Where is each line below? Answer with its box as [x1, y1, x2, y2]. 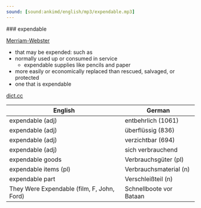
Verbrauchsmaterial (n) [124, 165, 190, 173]
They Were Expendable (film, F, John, [9, 184, 115, 192]
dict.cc [6, 92, 23, 99]
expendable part [9, 174, 56, 183]
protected [14, 74, 39, 81]
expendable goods [9, 155, 62, 164]
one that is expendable [14, 80, 72, 88]
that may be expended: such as [14, 49, 93, 56]
